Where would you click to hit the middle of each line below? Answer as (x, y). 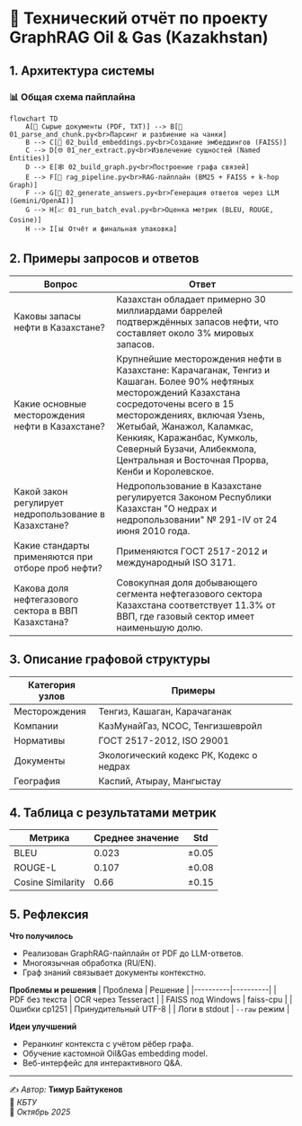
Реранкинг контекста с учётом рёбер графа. (108, 1044)
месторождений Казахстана (178, 392)
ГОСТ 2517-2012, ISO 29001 (164, 740)
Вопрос (61, 284)
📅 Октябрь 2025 (40, 1112)
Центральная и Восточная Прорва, (192, 460)
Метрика (49, 838)
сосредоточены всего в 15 (175, 404)
